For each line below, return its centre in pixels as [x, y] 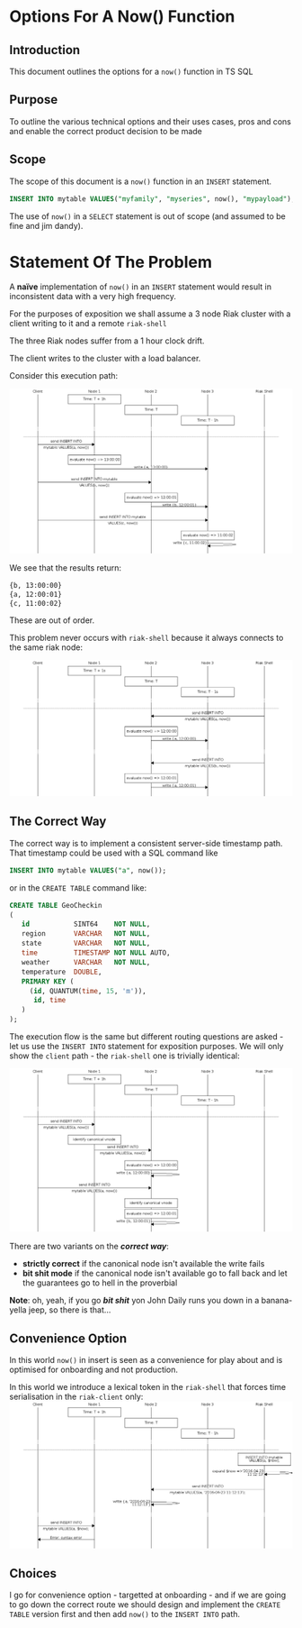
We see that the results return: [66, 568]
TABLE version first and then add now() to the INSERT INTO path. [125, 1614]
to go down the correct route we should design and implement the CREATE [145, 1605]
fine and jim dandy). [46, 225]
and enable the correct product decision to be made [106, 131]
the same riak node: [46, 647]
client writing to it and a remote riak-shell [88, 324]
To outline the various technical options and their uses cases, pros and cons [151, 121]
